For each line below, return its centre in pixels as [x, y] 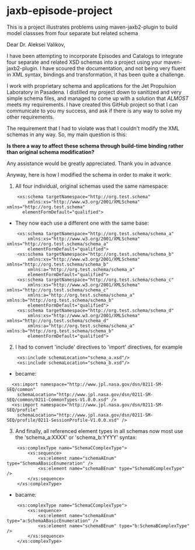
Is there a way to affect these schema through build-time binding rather [95, 146]
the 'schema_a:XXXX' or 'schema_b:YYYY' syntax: [76, 437]
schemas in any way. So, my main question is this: [67, 134]
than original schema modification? [51, 152]
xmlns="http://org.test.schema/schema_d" [58, 321]
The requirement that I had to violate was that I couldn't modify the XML [93, 128]
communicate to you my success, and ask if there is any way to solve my [95, 111]
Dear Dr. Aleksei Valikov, [36, 44]
